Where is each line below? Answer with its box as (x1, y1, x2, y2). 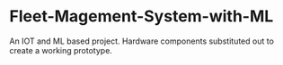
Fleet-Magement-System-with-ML (9, 6, 274, 27)
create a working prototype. (9, 45, 112, 55)
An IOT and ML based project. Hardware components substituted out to (9, 36, 274, 46)
